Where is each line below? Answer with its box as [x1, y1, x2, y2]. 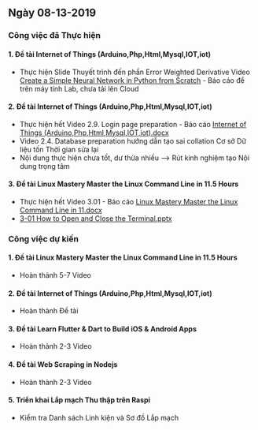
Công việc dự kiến [8, 233, 79, 244]
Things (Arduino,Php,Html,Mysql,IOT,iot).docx [19, 128, 169, 137]
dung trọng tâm [19, 161, 71, 170]
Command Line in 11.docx [19, 205, 102, 215]
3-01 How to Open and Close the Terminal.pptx [19, 213, 172, 223]
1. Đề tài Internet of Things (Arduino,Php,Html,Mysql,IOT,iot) [8, 49, 211, 58]
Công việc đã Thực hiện [8, 30, 101, 41]
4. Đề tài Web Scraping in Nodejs [8, 360, 118, 369]
